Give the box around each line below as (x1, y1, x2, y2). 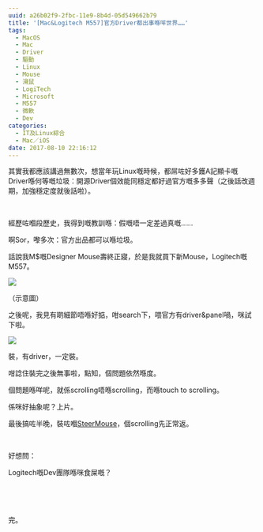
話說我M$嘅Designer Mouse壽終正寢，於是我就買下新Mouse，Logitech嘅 (8, 252, 247, 262)
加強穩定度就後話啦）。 (21, 187, 95, 196)
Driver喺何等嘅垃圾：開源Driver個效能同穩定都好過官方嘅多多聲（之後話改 (8, 176, 249, 186)
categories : (8, 122, 47, 130)
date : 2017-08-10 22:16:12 (8, 144, 97, 152)
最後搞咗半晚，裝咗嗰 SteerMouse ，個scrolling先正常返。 (8, 419, 193, 428)
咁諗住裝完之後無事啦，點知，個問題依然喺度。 (8, 368, 160, 378)
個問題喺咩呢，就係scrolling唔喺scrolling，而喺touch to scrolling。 (8, 385, 224, 395)
